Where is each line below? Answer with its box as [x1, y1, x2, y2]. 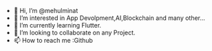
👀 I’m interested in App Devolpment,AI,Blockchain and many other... [13, 14, 205, 22]
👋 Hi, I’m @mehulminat [13, 7, 78, 14]
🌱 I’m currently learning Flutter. [13, 21, 102, 29]
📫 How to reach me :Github [13, 37, 93, 44]
